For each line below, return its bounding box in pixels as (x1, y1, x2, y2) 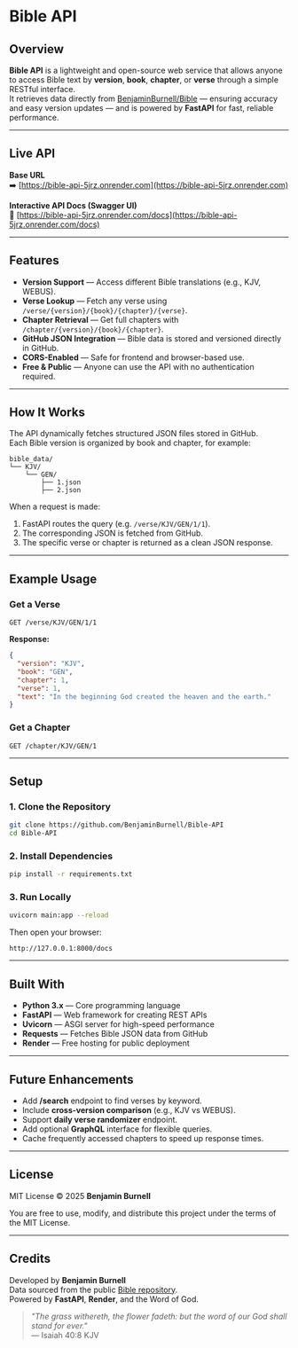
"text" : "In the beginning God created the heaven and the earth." (17, 692, 272, 701)
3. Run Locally (9, 891, 72, 904)
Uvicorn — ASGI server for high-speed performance (21, 1019, 215, 1030)
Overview (9, 42, 65, 57)
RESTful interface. (9, 84, 75, 94)
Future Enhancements (9, 1071, 135, 1087)
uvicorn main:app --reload (9, 911, 109, 920)
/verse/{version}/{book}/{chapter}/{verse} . (21, 304, 188, 316)
